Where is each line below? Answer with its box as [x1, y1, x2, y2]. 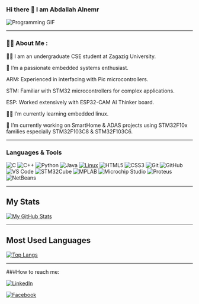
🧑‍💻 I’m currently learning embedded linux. [6, 110, 109, 117]
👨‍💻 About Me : [6, 39, 49, 47]
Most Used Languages [6, 235, 91, 245]
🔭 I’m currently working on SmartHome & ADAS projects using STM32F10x [6, 121, 188, 129]
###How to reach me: [6, 268, 60, 275]
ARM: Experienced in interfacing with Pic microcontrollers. [6, 75, 149, 82]
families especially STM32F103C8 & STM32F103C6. [6, 127, 133, 135]
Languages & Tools [6, 148, 62, 156]
